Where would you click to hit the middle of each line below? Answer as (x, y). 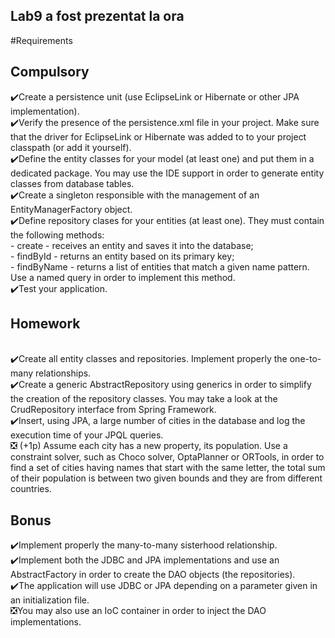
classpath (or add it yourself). (71, 147)
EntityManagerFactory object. (71, 209)
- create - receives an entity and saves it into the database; (132, 245)
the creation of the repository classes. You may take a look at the (144, 399)
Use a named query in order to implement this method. (123, 277)
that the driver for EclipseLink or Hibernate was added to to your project (158, 136)
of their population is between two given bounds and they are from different (166, 478)
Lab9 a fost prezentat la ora (97, 16)
